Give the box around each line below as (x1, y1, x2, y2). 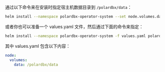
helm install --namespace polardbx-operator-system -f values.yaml (5, 34, 146, 38)
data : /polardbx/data (14, 62, 58, 67)
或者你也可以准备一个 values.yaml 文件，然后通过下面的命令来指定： (5, 24, 144, 30)
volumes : (9, 57, 27, 63)
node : (5, 53, 16, 58)
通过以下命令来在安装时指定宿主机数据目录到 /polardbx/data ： (5, 4, 132, 10)
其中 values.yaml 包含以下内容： (5, 43, 71, 49)
